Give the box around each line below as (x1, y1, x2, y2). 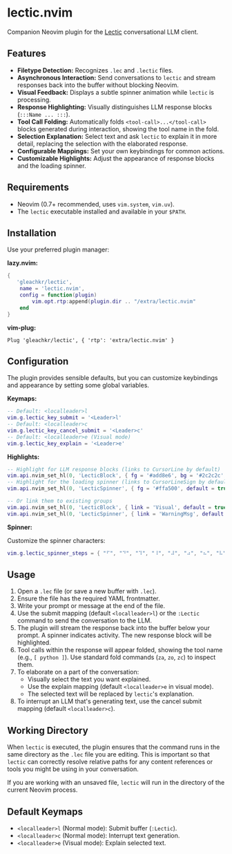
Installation (7, 227, 57, 239)
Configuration (7, 355, 69, 367)
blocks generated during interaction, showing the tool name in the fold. (17, 124, 220, 133)
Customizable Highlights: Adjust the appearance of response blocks (17, 154, 215, 162)
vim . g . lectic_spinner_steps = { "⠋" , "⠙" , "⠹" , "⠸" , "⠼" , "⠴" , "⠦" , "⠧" (7, 549, 226, 557)
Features (7, 48, 46, 59)
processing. (17, 95, 52, 104)
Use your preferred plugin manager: (7, 245, 110, 254)
